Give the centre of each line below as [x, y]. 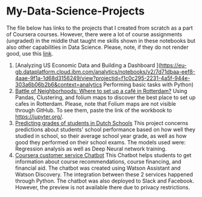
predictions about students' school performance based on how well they [105, 129]
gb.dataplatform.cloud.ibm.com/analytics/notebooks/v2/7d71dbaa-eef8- [105, 71]
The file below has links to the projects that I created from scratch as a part [99, 28]
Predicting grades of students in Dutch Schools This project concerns [102, 123]
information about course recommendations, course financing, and [98, 161]
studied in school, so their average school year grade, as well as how [101, 136]
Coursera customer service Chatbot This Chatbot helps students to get [103, 155]
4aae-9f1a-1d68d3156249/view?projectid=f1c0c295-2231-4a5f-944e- [103, 78]
